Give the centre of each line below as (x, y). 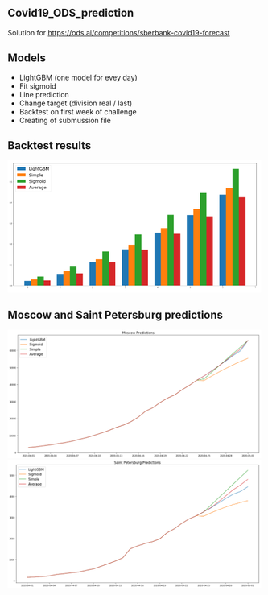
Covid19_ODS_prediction (71, 13)
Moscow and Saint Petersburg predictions (115, 314)
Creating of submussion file (65, 120)
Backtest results (49, 145)
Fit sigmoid (37, 86)
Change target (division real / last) (76, 103)
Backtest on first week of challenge (78, 111)
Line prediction (44, 94)
